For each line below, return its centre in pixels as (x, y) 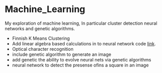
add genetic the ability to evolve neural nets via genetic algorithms (82, 59)
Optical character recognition (43, 49)
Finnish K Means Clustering (41, 38)
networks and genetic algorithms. (40, 28)
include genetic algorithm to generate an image (61, 54)
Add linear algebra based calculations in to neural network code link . (84, 43)
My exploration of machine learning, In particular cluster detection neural (81, 23)
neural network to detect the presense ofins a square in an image (80, 65)
